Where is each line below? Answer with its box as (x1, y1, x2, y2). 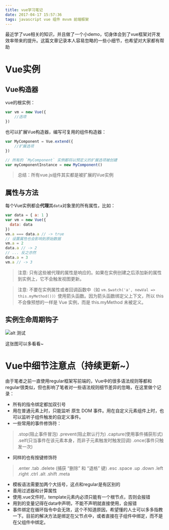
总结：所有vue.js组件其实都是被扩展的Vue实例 (17, 172, 114, 178)
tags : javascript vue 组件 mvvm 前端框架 (5, 17, 89, 22)
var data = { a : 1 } (5, 213, 49, 218)
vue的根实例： (5, 100, 35, 106)
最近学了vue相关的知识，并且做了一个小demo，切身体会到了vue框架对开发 (5, 31, 161, 37)
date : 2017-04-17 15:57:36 (5, 12, 62, 17)
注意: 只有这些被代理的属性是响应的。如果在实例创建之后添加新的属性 (17, 269, 162, 276)
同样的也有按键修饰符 (12, 454, 57, 460)
